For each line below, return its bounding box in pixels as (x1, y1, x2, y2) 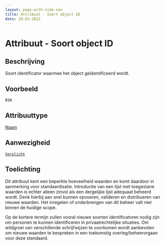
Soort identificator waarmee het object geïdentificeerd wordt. (5, 70, 130, 77)
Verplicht (5, 152, 26, 157)
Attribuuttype (5, 111, 48, 120)
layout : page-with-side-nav (5, 7, 63, 12)
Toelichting (5, 165, 41, 173)
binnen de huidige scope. (5, 204, 57, 210)
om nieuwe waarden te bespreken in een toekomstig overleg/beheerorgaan (5, 230, 158, 236)
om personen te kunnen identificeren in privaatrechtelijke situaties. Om (5, 219, 149, 225)
